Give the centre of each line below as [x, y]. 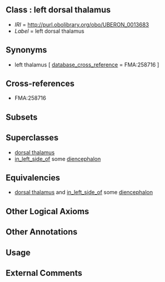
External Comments [44, 273]
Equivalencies [33, 178]
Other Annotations [42, 232]
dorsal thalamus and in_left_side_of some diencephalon [83, 192]
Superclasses [32, 138]
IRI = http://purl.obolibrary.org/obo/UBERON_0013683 [82, 24]
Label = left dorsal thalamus [49, 31]
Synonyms [26, 50]
